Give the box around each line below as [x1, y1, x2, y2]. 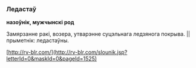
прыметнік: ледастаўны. [6, 37, 70, 44]
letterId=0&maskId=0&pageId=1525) [6, 55, 97, 63]
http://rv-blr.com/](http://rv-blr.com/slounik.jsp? [8, 49, 128, 56]
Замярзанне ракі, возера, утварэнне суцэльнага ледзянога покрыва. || [6, 30, 191, 38]
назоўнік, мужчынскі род [6, 19, 74, 26]
